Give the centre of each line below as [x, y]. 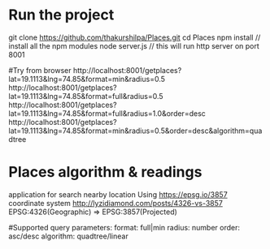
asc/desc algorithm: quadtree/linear [68, 236]
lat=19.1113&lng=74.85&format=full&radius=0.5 [86, 96]
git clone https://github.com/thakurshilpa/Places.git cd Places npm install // [135, 37]
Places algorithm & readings [105, 172]
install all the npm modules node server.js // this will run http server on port [134, 45]
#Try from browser [40, 70]
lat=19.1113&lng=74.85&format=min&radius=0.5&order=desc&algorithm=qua [135, 131]
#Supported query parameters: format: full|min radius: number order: [124, 227]
